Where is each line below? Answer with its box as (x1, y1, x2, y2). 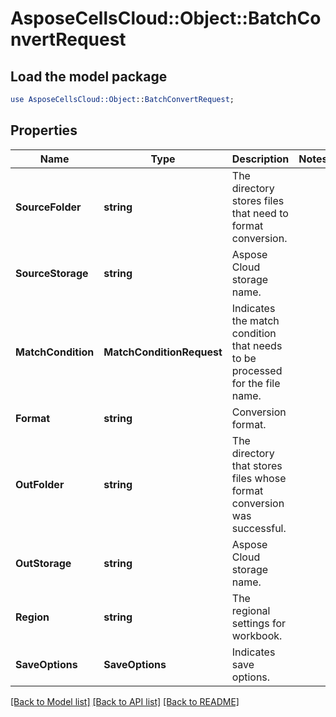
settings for (231, 616, 286, 630)
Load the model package (10, 68, 168, 85)
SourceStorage (15, 266, 89, 280)
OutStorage (15, 556, 72, 570)
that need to (231, 206, 289, 220)
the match (231, 313, 280, 327)
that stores (231, 458, 283, 472)
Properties (10, 122, 78, 139)
